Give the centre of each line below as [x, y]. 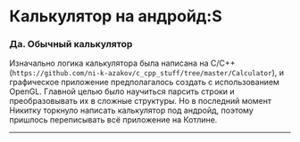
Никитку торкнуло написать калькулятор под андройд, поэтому [132, 110]
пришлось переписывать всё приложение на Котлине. [113, 120]
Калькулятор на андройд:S [116, 16]
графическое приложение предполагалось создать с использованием [144, 83]
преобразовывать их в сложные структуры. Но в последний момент [141, 101]
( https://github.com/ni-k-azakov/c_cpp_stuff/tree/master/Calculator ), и [146, 73]
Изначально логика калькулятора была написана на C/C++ [122, 63]
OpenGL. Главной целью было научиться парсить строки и [122, 91]
